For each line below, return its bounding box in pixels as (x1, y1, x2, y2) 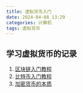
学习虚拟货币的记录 (6, 49, 77, 59)
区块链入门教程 (14, 66, 52, 73)
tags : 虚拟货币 (6, 25, 41, 31)
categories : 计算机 (6, 20, 52, 25)
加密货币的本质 (14, 81, 52, 88)
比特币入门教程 (14, 73, 52, 80)
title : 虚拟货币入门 (6, 8, 52, 15)
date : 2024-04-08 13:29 (6, 14, 66, 20)
